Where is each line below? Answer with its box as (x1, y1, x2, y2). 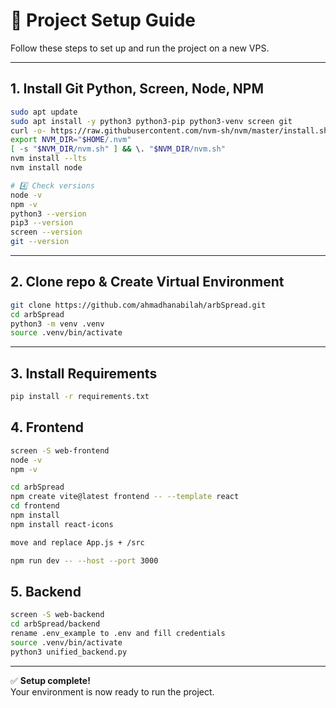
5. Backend (10, 583, 82, 600)
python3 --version (10, 209, 87, 219)
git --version (10, 237, 70, 247)
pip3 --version (10, 218, 74, 228)
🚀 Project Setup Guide (10, 9, 197, 32)
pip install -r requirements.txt (10, 392, 150, 402)
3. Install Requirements (10, 365, 158, 382)
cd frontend (10, 501, 60, 511)
